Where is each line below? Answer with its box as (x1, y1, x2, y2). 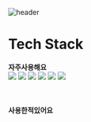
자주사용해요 (8, 62, 47, 71)
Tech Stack (8, 36, 84, 53)
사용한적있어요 (8, 105, 54, 115)
